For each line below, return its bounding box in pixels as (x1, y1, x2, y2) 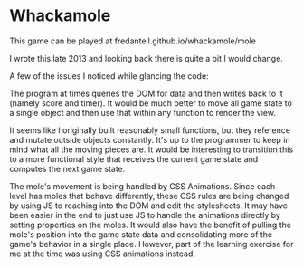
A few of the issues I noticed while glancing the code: (9, 70, 210, 81)
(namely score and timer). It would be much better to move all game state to (9, 97, 292, 109)
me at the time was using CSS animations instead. (9, 248, 196, 259)
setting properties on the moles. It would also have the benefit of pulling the (9, 219, 292, 230)
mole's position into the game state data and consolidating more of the (9, 228, 273, 240)
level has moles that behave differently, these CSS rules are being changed (9, 190, 289, 201)
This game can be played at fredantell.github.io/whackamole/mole (9, 35, 256, 46)
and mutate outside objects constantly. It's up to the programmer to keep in (9, 134, 291, 145)
